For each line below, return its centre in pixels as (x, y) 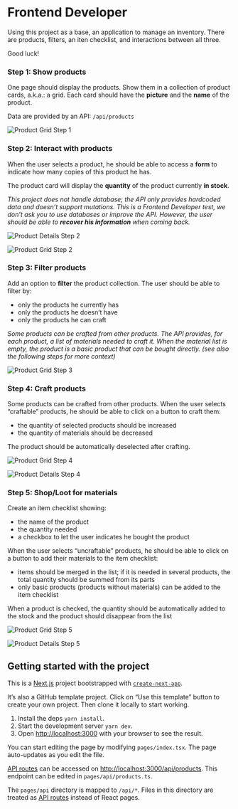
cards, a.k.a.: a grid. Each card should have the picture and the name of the (118, 95)
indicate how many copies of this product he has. (80, 171)
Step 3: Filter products (47, 268)
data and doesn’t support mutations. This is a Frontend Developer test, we (117, 206)
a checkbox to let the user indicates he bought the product (103, 537)
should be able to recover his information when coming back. (99, 222)
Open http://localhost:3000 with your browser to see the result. (110, 734)
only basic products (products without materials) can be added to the (119, 587)
